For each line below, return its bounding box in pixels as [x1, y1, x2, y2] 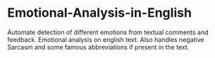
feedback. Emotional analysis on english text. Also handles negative [7, 35, 204, 43]
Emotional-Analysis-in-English [7, 5, 192, 21]
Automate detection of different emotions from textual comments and [7, 28, 209, 36]
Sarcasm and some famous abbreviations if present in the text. [7, 43, 190, 51]
